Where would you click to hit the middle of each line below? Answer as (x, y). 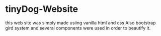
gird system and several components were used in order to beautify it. (78, 28)
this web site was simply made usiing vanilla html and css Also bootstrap (80, 23)
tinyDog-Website (42, 9)
